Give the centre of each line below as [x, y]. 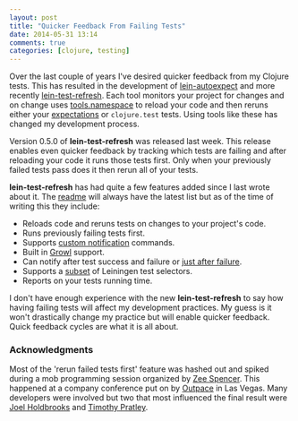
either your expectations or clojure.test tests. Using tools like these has [144, 115]
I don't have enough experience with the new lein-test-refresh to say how [146, 298]
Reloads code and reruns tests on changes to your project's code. [144, 224]
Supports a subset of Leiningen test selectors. [107, 271]
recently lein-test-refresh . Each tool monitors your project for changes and [147, 96]
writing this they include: [55, 206]
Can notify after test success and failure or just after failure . [132, 262]
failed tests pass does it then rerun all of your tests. [104, 170]
